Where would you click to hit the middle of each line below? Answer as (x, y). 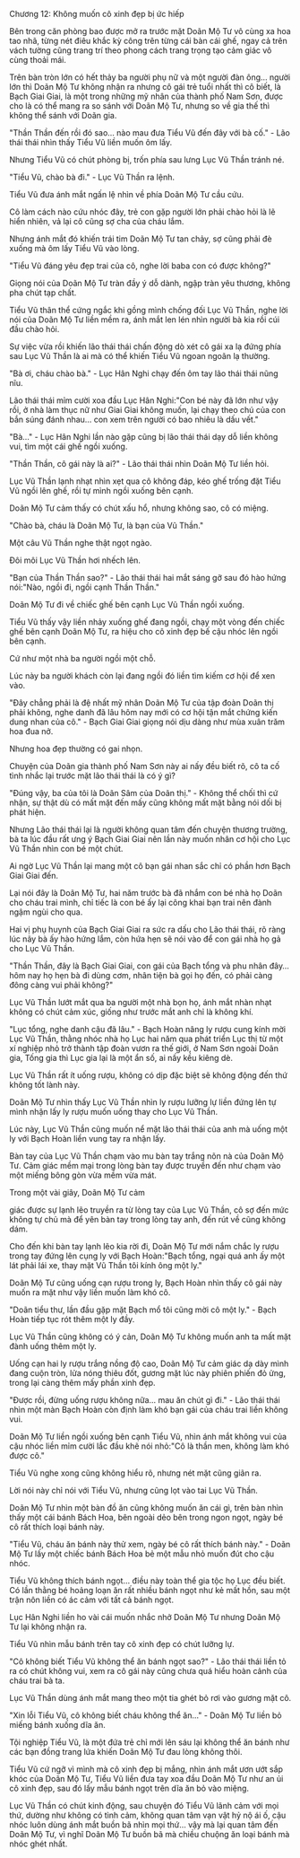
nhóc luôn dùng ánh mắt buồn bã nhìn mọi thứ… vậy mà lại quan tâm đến (144, 1825)
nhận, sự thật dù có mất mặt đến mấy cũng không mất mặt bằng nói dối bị (146, 802)
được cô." (27, 1455)
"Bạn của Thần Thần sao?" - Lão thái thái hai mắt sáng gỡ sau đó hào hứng (148, 578)
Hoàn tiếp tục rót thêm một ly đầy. (72, 1319)
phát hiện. (28, 812)
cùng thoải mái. (38, 60)
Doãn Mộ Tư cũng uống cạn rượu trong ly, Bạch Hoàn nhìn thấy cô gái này (146, 1283)
